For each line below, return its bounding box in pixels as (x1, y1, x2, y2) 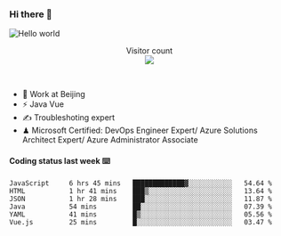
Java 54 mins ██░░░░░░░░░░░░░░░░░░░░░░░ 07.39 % (9, 202, 273, 211)
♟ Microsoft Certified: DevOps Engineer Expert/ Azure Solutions (21, 125, 258, 136)
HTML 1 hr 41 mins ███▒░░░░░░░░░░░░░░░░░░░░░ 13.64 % (9, 186, 273, 195)
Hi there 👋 (9, 8, 53, 20)
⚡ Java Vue (21, 99, 65, 110)
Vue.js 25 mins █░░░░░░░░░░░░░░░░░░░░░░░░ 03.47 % (9, 217, 273, 226)
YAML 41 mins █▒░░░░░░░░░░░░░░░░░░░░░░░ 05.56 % (9, 209, 273, 219)
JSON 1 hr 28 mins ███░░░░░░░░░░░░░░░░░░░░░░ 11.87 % (9, 194, 273, 203)
